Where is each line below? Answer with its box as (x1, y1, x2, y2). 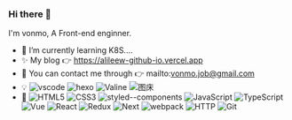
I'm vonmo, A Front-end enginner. (8, 28, 132, 39)
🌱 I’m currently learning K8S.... (20, 45, 134, 56)
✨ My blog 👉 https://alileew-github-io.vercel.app (20, 55, 203, 65)
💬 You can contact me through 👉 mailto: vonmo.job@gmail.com (20, 68, 255, 79)
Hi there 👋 (8, 8, 52, 20)
